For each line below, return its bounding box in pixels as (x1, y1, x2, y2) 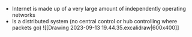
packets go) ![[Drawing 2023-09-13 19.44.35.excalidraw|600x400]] (11, 24, 179, 31)
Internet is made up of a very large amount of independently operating (11, 5, 186, 12)
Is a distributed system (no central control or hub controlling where (11, 18, 178, 24)
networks (11, 11, 36, 18)
